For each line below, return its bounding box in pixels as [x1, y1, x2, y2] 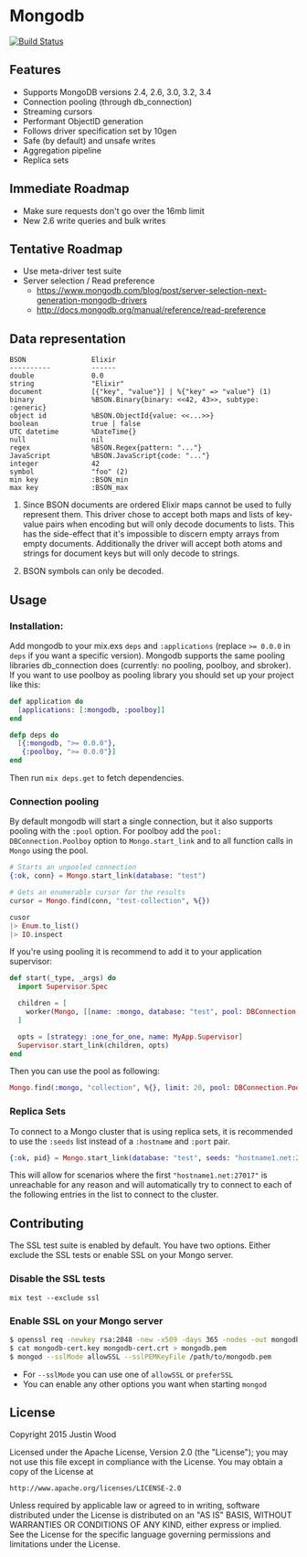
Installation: [9, 619, 64, 632]
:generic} [9, 403, 48, 412]
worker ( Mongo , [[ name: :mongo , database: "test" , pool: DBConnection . [26, 1008, 301, 1017]
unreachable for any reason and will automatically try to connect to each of [9, 1179, 292, 1190]
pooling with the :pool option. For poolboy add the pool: [9, 826, 222, 837]
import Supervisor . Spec [17, 982, 108, 992]
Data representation [9, 331, 126, 347]
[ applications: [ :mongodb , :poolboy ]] [17, 705, 166, 714]
